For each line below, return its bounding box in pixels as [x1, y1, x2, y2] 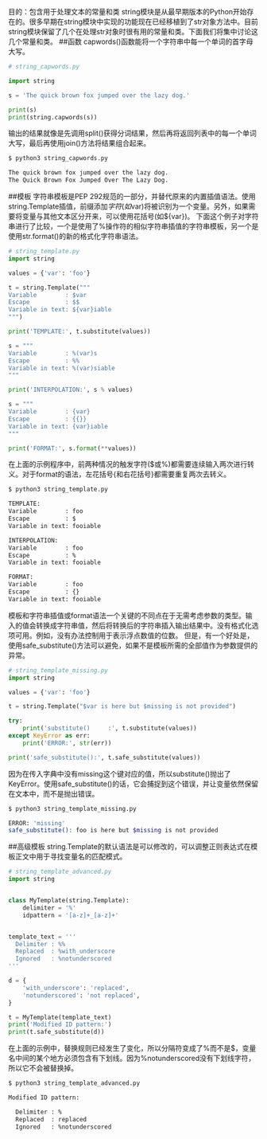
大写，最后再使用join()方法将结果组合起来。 [8, 139, 151, 148]
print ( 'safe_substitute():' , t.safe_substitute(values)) [8, 753, 201, 761]
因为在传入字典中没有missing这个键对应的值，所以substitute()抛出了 [8, 769, 231, 778]
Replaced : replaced [15, 1115, 87, 1123]
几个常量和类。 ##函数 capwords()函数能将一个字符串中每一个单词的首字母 [8, 37, 253, 46]
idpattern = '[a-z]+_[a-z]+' [22, 911, 119, 919]
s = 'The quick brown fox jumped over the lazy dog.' [8, 91, 191, 100]
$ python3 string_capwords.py [8, 155, 109, 162]
